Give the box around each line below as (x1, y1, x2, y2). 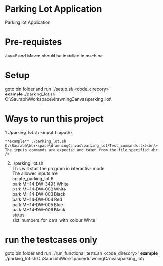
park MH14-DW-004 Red (12, 196, 62, 202)
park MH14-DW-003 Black (12, 191, 66, 197)
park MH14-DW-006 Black (12, 207, 66, 212)
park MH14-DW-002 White (12, 186, 66, 192)
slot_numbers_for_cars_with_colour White (12, 217, 96, 223)
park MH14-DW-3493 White (12, 181, 69, 187)
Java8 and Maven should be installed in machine (5, 53, 103, 58)
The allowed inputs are (12, 171, 58, 176)
